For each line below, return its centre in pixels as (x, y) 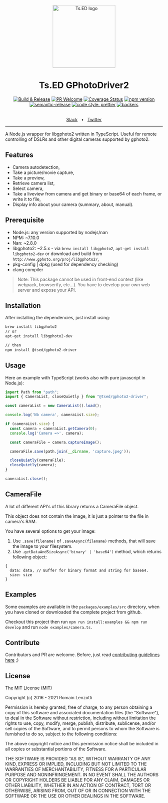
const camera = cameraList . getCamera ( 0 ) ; (53, 429)
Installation (23, 306)
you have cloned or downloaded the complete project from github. (73, 612)
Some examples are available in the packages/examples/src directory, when (82, 607)
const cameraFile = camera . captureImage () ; (55, 442)
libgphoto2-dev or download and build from (57, 254)
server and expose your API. (47, 290)
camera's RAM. (21, 521)
